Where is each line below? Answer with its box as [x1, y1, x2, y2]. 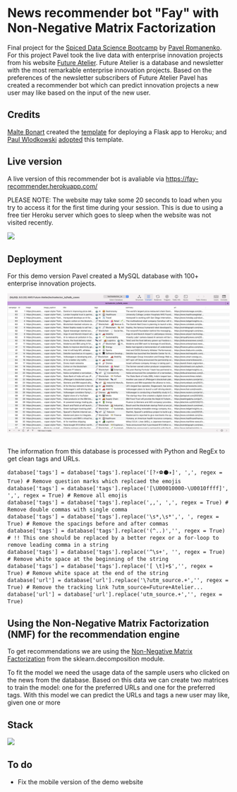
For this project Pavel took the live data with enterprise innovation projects [7, 51, 224, 59]
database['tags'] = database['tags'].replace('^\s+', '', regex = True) [7, 549, 226, 556]
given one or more [7, 698, 61, 707]
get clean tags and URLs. [7, 454, 80, 463]
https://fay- [165, 175, 199, 183]
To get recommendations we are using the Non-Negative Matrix [7, 647, 193, 656]
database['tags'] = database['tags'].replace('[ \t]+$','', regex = [7, 563, 213, 570]
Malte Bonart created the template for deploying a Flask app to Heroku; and [7, 127, 227, 136]
